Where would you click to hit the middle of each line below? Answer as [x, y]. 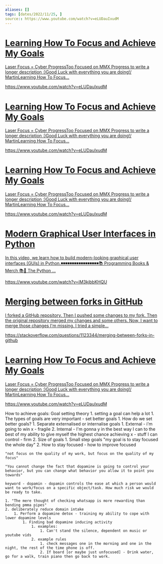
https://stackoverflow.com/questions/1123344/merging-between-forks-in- [80, 335]
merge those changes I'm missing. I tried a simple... [57, 326]
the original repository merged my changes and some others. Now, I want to [81, 321]
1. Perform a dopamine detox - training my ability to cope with [82, 514]
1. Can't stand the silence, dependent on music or [93, 531]
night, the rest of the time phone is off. [50, 548]
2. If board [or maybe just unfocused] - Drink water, [97, 552]
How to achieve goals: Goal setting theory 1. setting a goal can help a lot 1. [80, 413]
